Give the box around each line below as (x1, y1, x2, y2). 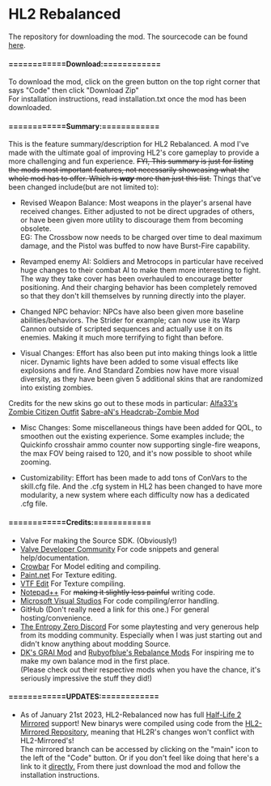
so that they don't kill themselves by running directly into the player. (19, 291, 247, 301)
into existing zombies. (19, 382, 94, 393)
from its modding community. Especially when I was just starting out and (19, 630, 263, 640)
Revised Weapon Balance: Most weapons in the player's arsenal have (19, 198, 252, 207)
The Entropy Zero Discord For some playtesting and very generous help (19, 622, 260, 631)
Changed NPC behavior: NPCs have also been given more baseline (19, 307, 244, 317)
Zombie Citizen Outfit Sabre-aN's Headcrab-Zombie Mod (8, 407, 200, 417)
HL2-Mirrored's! (19, 735, 74, 745)
